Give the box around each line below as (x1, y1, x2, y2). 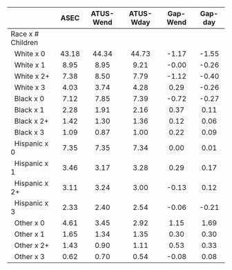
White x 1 (14, 60, 46, 70)
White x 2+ (14, 72, 50, 81)
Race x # (10, 29, 39, 39)
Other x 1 (14, 229, 45, 239)
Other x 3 (14, 252, 45, 261)
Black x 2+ (14, 117, 49, 126)
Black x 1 (14, 105, 45, 115)
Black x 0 (14, 94, 45, 103)
